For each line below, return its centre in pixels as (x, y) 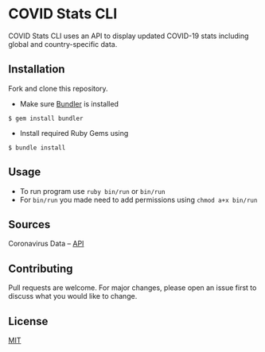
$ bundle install (37, 148)
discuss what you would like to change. (73, 296)
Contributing (41, 268)
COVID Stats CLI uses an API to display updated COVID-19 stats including (129, 36)
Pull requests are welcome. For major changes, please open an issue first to (132, 288)
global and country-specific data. (63, 44)
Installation (37, 70)
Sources (29, 224)
